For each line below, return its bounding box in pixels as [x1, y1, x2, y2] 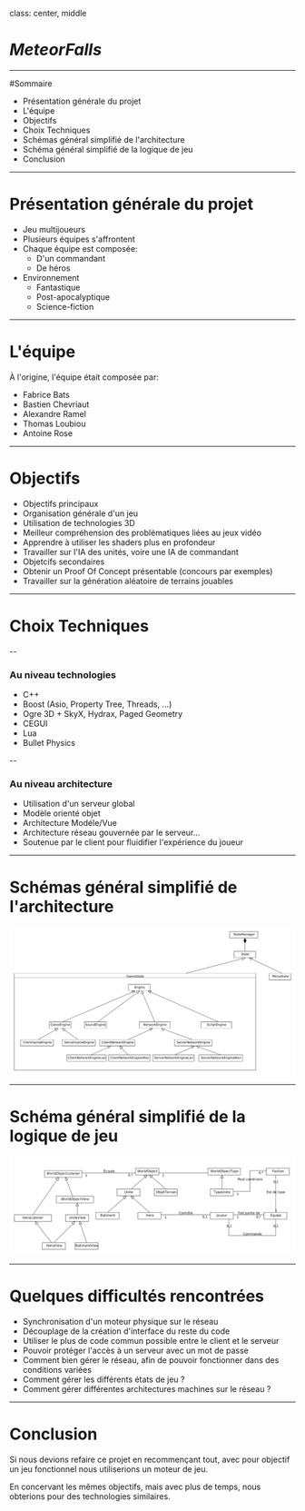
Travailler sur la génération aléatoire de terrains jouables [22, 575, 234, 586]
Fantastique [35, 282, 81, 293]
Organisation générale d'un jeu [22, 508, 139, 519]
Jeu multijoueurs [22, 224, 86, 234]
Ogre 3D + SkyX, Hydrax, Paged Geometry [22, 708, 183, 719]
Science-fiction [35, 301, 94, 312]
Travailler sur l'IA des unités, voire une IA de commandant [22, 546, 239, 557]
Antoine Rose [22, 427, 74, 439]
